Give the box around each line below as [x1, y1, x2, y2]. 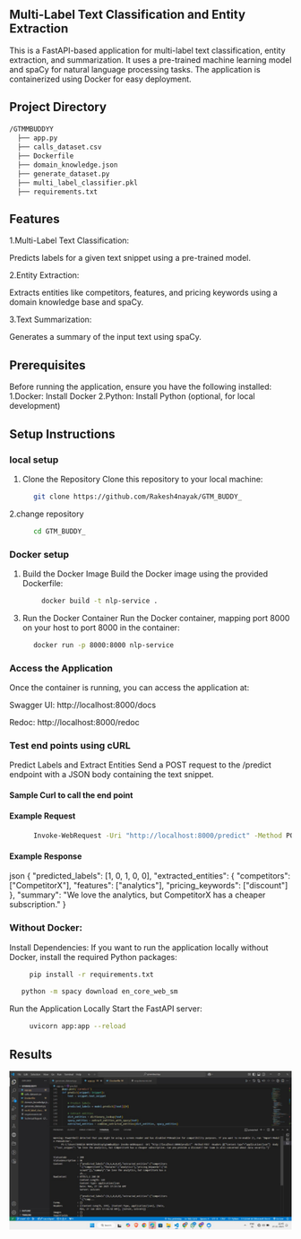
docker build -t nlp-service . [41, 596, 159, 605]
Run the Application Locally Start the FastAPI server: [9, 1003, 203, 1014]
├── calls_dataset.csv [17, 143, 102, 152]
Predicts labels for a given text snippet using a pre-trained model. [9, 253, 252, 264]
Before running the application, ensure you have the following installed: [9, 381, 272, 393]
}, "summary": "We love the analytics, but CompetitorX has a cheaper [9, 889, 266, 900]
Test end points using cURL [9, 739, 132, 751]
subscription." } [9, 899, 66, 910]
